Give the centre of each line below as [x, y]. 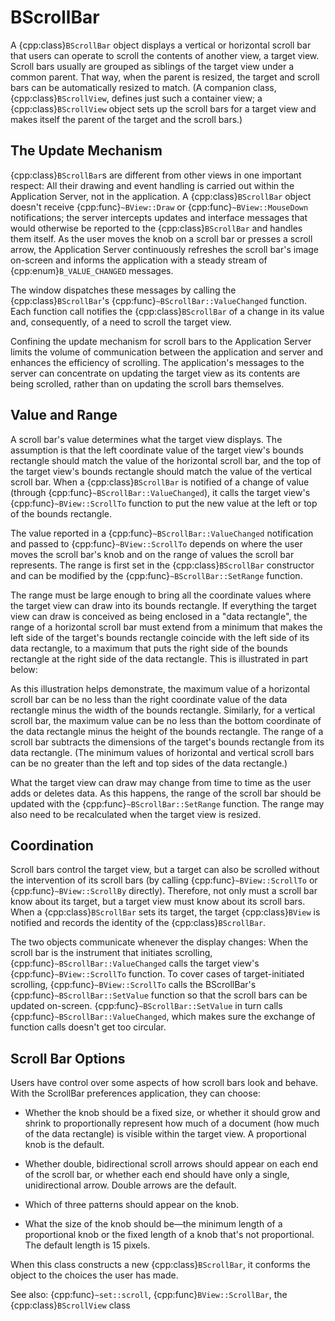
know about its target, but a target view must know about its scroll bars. [158, 902]
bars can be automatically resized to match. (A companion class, [143, 87]
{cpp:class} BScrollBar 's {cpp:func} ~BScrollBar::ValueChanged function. [158, 300]
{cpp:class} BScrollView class [70, 1305]
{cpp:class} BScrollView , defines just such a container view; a [136, 98]
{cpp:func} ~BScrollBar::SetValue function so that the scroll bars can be [159, 995]
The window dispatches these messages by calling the [123, 290]
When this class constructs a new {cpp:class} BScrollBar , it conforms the [160, 1265]
